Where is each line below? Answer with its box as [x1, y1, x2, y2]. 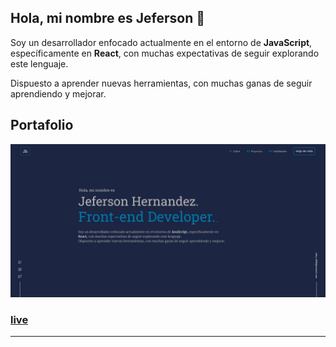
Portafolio [10, 117, 74, 134]
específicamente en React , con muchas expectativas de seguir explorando [10, 47, 320, 59]
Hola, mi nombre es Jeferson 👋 [10, 10, 205, 27]
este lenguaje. [10, 57, 69, 70]
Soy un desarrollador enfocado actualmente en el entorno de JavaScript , [10, 36, 313, 48]
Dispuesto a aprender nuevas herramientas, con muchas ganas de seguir [10, 77, 313, 89]
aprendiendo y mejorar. [10, 87, 107, 100]
